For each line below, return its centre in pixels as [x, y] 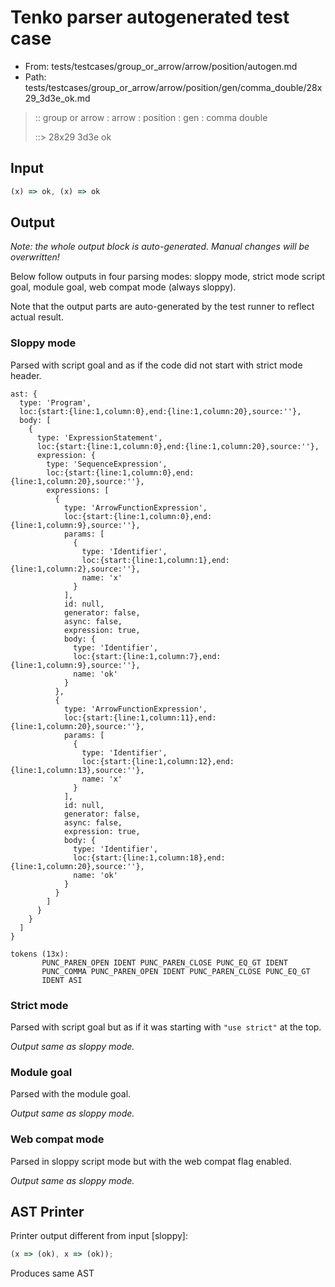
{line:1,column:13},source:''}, [77, 770]
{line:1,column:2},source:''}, [75, 569]
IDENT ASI [62, 980]
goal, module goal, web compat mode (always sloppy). [123, 287]
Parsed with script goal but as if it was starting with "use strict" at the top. [166, 1027]
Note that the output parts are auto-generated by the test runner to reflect [162, 307]
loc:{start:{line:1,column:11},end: [140, 717]
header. [26, 375]
